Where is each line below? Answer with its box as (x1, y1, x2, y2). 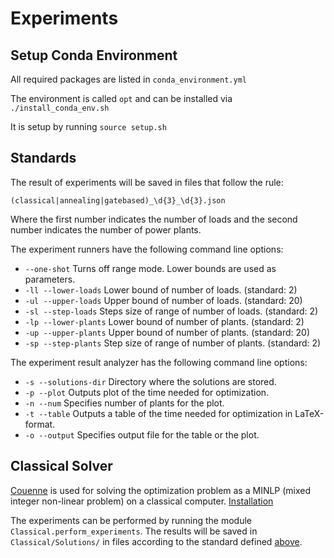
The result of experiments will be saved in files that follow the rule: (10, 176, 284, 188)
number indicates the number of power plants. (10, 223, 202, 236)
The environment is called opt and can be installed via (10, 93, 233, 104)
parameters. (24, 273, 76, 285)
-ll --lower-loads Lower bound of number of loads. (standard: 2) (24, 283, 298, 296)
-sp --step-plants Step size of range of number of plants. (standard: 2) (24, 337, 322, 349)
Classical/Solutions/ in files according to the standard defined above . (10, 535, 303, 547)
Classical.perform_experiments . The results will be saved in (10, 525, 258, 537)
